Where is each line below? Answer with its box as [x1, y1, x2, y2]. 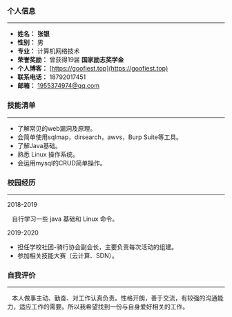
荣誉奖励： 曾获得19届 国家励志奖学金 [17, 55, 124, 64]
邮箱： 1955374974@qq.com [17, 82, 100, 90]
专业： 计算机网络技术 [17, 47, 80, 55]
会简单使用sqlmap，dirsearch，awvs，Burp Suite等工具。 [17, 133, 183, 141]
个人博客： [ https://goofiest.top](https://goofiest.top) [17, 64, 168, 73]
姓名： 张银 [17, 30, 50, 38]
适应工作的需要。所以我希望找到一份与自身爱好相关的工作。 [19, 302, 188, 311]
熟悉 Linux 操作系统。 [17, 150, 79, 158]
